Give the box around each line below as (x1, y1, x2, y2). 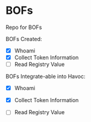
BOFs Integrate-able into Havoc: (5, 73, 86, 80)
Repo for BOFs (5, 24, 42, 31)
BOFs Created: (5, 35, 43, 42)
